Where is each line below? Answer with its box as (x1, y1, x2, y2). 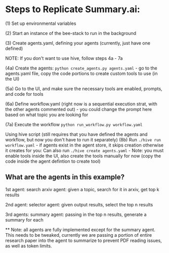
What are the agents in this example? (5, 173, 125, 182)
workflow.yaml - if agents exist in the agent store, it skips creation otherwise (5, 142, 163, 148)
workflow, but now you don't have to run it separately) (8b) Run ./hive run (5, 136, 161, 142)
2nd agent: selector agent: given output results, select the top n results (5, 201, 153, 207)
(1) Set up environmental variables (5, 20, 76, 26)
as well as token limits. (5, 242, 52, 249)
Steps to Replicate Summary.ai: (5, 4, 140, 15)
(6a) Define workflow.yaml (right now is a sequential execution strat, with (5, 100, 158, 107)
